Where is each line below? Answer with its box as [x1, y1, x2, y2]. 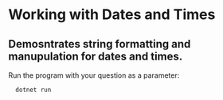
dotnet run [15, 86, 52, 94]
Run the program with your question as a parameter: [8, 71, 180, 80]
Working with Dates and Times [8, 6, 216, 24]
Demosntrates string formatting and [8, 37, 191, 51]
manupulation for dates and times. [8, 49, 183, 63]
